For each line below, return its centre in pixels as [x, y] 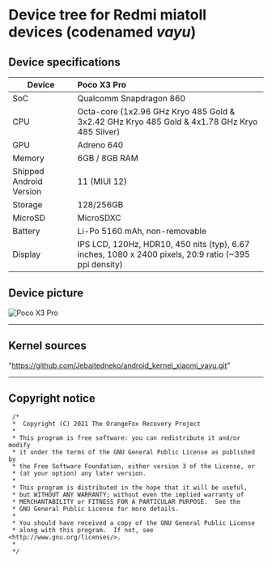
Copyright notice [52, 399]
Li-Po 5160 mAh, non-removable [142, 231]
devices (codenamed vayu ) [102, 32]
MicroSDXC [99, 218]
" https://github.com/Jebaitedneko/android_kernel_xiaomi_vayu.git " [119, 365]
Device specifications [65, 62]
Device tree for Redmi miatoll [108, 15]
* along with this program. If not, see [83, 531]
